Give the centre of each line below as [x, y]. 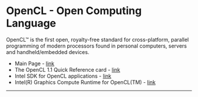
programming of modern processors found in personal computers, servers [97, 46]
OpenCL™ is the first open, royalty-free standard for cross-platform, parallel [98, 39]
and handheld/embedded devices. [48, 52]
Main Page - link [34, 63]
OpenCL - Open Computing [74, 11]
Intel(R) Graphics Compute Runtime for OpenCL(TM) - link [85, 82]
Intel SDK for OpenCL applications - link [63, 76]
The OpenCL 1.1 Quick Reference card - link [67, 69]
